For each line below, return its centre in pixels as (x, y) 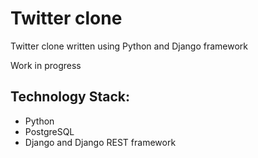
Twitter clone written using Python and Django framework (129, 46)
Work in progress (46, 65)
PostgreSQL (49, 131)
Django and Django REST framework (100, 142)
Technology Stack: (70, 97)
